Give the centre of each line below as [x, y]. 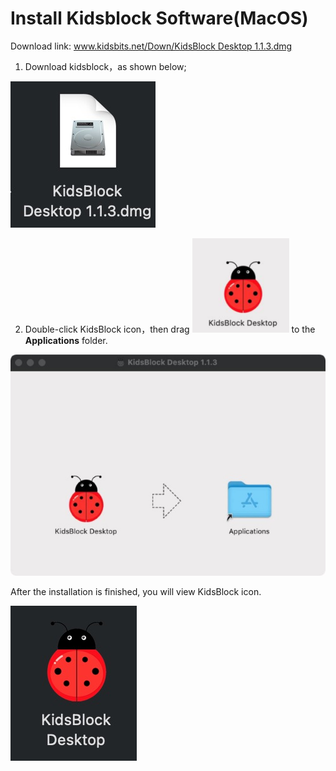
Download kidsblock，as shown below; [105, 66]
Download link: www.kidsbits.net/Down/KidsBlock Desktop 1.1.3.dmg [151, 46]
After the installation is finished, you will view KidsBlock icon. [136, 592]
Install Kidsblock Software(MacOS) [159, 18]
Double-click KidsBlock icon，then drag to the [170, 329]
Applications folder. [66, 340]
